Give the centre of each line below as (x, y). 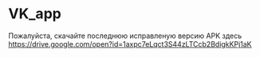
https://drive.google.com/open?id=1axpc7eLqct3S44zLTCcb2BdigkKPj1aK (130, 44)
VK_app (35, 14)
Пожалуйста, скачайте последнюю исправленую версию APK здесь (125, 36)
